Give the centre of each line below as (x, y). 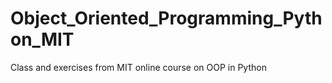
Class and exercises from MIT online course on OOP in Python (138, 67)
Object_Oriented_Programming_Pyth (166, 18)
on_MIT (42, 39)
